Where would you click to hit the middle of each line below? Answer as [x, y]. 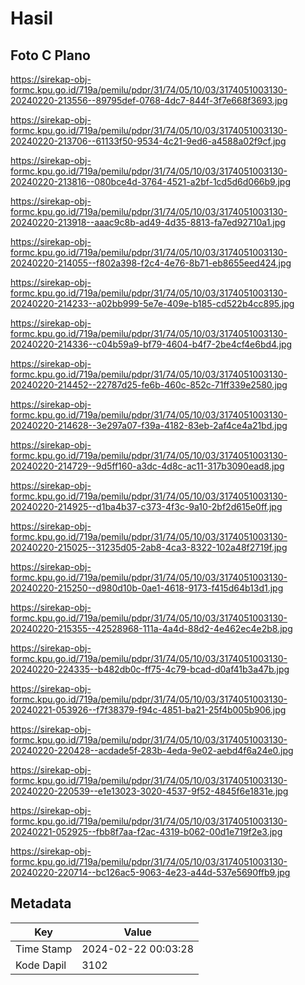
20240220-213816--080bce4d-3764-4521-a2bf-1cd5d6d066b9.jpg [150, 181]
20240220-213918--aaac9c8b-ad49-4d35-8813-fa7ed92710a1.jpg [148, 222]
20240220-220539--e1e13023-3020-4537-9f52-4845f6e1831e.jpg [149, 791]
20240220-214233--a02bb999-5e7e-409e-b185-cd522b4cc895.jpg [152, 303]
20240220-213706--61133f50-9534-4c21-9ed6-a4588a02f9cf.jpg [148, 141]
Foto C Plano [50, 55]
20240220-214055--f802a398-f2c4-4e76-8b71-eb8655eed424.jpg [151, 263]
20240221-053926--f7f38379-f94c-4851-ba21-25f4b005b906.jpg [148, 710]
